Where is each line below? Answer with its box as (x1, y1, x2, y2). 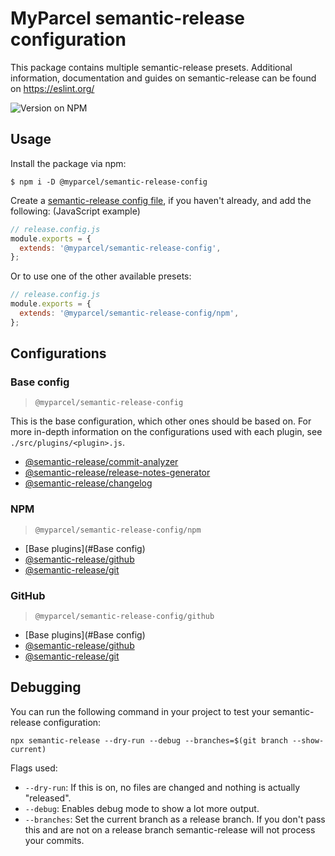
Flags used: (10, 762, 58, 774)
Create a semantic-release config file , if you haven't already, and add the (10, 194, 312, 206)
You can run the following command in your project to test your (10, 705, 271, 717)
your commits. (24, 834, 85, 846)
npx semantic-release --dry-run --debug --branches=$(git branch (10, 735, 288, 746)
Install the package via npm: (10, 157, 127, 169)
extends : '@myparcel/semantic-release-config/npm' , (19, 308, 240, 318)
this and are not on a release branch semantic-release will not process (24, 823, 316, 836)
